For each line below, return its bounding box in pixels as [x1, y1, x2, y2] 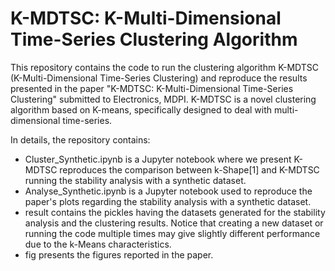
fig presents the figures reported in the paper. [24, 248, 214, 261]
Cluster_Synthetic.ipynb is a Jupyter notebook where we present [24, 153, 292, 165]
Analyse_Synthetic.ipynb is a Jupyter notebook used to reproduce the [24, 185, 313, 197]
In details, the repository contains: [10, 133, 151, 146]
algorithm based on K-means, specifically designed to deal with [10, 103, 273, 116]
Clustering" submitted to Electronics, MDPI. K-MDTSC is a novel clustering [10, 93, 317, 105]
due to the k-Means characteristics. [24, 238, 172, 250]
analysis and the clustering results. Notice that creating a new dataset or [24, 217, 324, 229]
